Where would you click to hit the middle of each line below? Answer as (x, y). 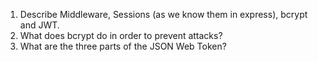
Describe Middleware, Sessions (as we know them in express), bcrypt (163, 14)
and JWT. (39, 25)
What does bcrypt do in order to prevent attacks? (121, 35)
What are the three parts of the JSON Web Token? (123, 46)
